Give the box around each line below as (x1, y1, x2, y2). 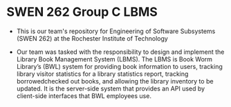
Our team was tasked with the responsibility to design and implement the (16, 48, 225, 56)
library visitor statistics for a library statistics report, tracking (16, 70, 189, 78)
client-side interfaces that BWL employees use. (16, 91, 151, 100)
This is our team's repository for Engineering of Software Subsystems (16, 27, 216, 35)
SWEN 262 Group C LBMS (6, 4, 158, 20)
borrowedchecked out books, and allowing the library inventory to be (16, 77, 214, 85)
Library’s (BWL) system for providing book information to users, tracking (16, 62, 223, 70)
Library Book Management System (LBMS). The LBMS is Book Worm (16, 55, 212, 63)
